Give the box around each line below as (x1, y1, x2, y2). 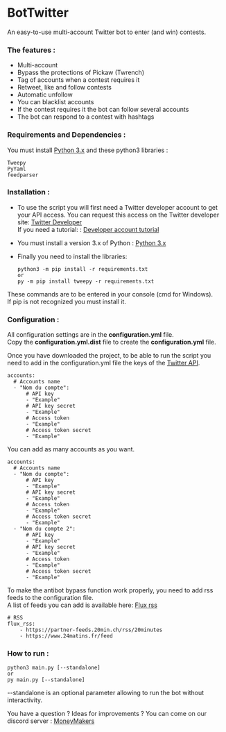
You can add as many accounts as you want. (7, 445, 135, 454)
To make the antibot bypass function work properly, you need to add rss (7, 586, 214, 594)
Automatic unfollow (17, 90, 73, 99)
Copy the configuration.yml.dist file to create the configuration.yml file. (7, 338, 216, 347)
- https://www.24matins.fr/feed (19, 633, 113, 640)
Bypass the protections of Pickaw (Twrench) (17, 68, 145, 77)
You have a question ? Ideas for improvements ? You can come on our (7, 710, 207, 718)
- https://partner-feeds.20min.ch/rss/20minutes (19, 626, 163, 633)
